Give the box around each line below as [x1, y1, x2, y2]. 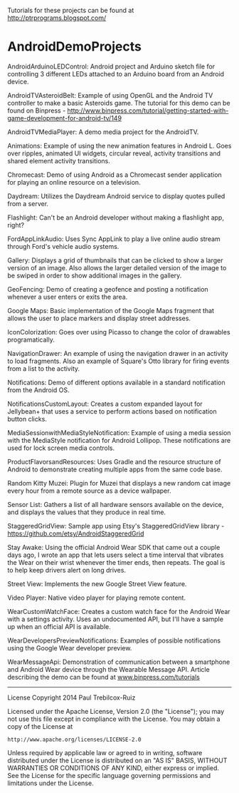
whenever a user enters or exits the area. [7, 292, 128, 301]
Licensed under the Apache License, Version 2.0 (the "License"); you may [7, 707, 225, 715]
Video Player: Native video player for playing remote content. [7, 593, 186, 602]
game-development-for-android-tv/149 [7, 113, 122, 122]
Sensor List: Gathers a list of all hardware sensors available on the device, [7, 500, 224, 508]
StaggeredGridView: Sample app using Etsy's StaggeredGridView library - [7, 521, 225, 530]
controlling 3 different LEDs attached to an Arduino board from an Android [7, 69, 225, 78]
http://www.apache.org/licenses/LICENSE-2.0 [7, 736, 142, 743]
